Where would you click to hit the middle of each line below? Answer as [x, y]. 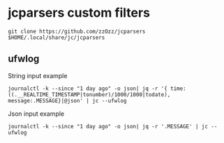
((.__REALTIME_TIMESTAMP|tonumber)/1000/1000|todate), [89, 95]
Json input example [36, 114]
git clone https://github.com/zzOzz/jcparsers [77, 31]
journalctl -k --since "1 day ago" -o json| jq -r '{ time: [97, 89]
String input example [38, 75]
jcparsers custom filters [79, 13]
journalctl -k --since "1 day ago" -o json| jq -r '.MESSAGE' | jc [108, 126]
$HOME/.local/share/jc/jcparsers [57, 37]
